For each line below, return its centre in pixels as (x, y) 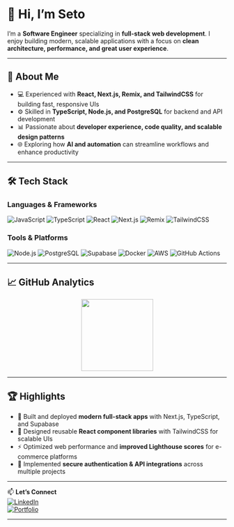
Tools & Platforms (38, 238)
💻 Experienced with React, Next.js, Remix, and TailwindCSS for (110, 94)
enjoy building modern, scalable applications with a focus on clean (103, 40)
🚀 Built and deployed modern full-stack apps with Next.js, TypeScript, (118, 417)
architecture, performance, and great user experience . (88, 48)
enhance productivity (48, 152)
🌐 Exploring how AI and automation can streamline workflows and (113, 144)
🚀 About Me (33, 77)
